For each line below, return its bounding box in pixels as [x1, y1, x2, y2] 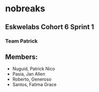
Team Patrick [5, 38, 38, 45]
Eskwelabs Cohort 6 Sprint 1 [5, 23, 95, 31]
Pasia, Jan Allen [12, 71, 46, 77]
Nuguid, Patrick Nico [12, 66, 55, 72]
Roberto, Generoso [12, 76, 52, 82]
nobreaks [5, 3, 46, 14]
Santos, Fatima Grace [12, 82, 57, 88]
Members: [5, 52, 38, 61]
